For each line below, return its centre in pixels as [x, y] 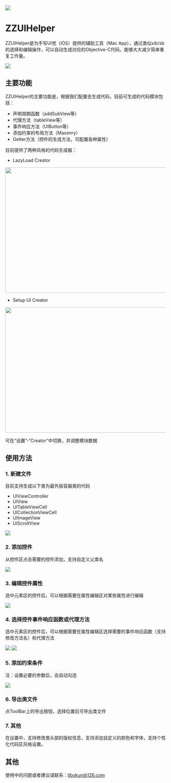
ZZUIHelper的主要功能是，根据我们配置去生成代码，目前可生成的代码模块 [82, 96]
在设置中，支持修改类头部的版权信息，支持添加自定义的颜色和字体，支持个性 [85, 738]
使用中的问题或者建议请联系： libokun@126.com [55, 775]
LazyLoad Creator [32, 160]
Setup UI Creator [30, 300]
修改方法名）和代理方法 [30, 638]
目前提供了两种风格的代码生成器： [41, 150]
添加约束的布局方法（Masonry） [46, 133]
